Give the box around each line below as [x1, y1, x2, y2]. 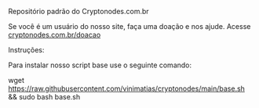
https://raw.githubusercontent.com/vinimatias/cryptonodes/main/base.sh [8, 84, 246, 93]
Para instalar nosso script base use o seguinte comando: [8, 60, 192, 70]
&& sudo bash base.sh [8, 92, 81, 101]
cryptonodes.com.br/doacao [8, 31, 101, 39]
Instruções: [8, 45, 45, 54]
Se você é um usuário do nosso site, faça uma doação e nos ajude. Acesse [8, 22, 251, 31]
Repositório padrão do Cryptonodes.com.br [8, 7, 149, 16]
